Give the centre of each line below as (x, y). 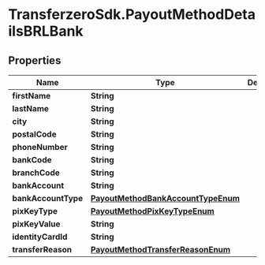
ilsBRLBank (46, 31)
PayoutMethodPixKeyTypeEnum (152, 211)
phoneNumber (40, 147)
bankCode (32, 160)
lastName (31, 108)
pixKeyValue (36, 224)
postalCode (34, 134)
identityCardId (40, 237)
